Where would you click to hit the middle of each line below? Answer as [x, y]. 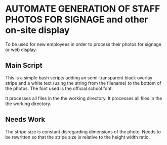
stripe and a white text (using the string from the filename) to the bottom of [83, 83]
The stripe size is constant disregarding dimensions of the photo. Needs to [83, 131]
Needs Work [25, 119]
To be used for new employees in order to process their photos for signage [83, 44]
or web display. [21, 50]
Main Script [24, 65]
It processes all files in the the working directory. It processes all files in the [84, 98]
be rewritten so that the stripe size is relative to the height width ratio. [78, 137]
